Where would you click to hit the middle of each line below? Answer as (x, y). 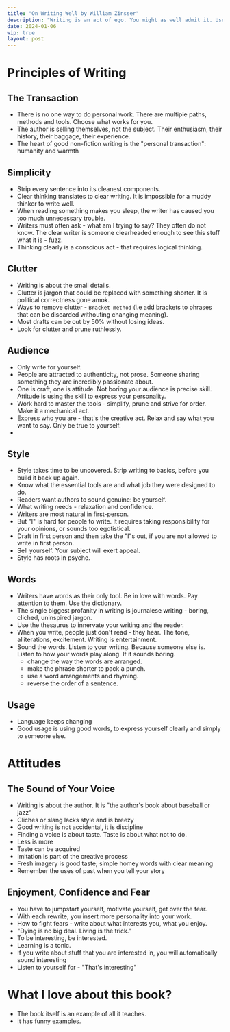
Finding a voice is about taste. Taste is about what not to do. (102, 834)
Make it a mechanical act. (53, 410)
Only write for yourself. (49, 367)
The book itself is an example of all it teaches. (82, 1013)
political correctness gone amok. (63, 299)
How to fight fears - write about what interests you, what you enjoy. (112, 923)
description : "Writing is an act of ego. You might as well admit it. (110, 20)
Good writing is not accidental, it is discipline (80, 827)
